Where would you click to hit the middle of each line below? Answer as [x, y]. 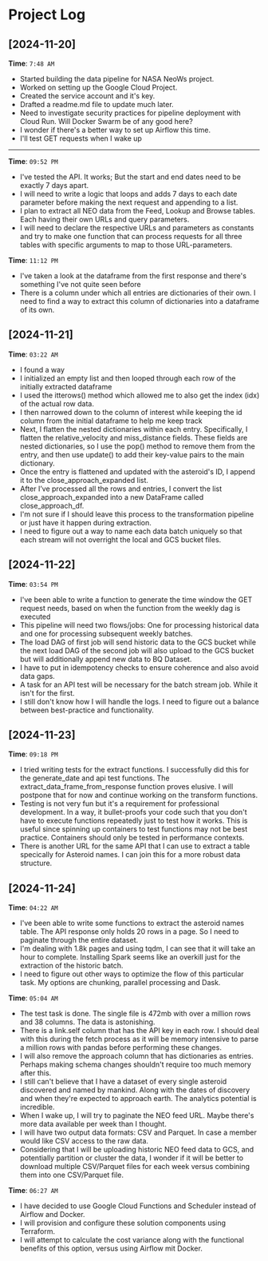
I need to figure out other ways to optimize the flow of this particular [132, 974]
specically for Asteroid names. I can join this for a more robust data [130, 855]
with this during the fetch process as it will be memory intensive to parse [139, 1039]
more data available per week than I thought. [93, 1124]
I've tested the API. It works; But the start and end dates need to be [130, 177]
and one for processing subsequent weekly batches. [106, 633]
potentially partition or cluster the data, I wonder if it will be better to [132, 1158]
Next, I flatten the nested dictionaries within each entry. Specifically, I [134, 429]
